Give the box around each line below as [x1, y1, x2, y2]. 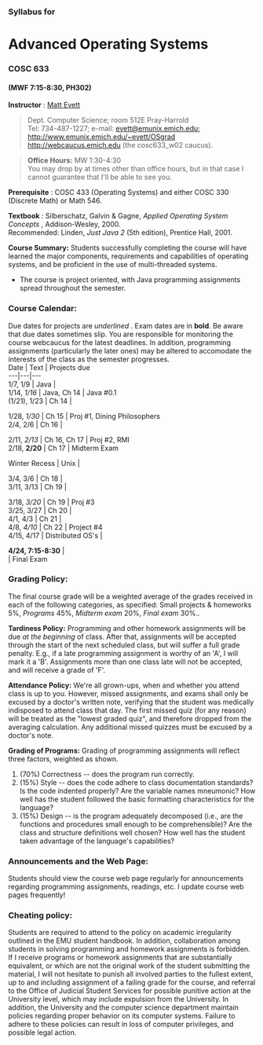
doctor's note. [8, 730, 53, 740]
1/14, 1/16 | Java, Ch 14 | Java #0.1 [8, 387, 117, 397]
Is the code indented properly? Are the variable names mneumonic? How [19, 786, 256, 795]
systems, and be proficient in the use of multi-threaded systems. [8, 260, 217, 269]
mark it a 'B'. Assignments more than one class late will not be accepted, [8, 657, 243, 666]
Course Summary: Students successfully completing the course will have [8, 243, 247, 253]
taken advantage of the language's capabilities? [19, 836, 175, 845]
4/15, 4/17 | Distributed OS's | [8, 530, 104, 540]
